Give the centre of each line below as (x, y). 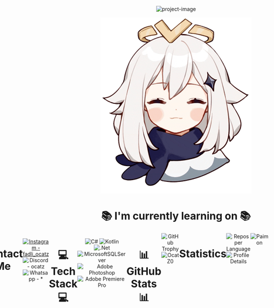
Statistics (203, 254)
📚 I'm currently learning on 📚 (176, 216)
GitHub (144, 271)
